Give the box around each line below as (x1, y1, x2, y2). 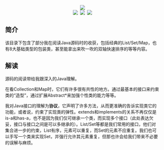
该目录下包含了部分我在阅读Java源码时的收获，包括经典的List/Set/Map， (5, 39, 153, 46)
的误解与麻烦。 (5, 140, 35, 146)
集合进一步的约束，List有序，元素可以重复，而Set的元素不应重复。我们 (5, 127, 148, 133)
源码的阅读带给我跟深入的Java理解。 (5, 76, 80, 82)
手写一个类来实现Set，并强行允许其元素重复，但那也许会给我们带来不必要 (9, 133, 158, 139)
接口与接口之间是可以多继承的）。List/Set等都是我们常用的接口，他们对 (13, 121, 156, 127)
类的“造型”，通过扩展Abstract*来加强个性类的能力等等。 (5, 92, 119, 98)
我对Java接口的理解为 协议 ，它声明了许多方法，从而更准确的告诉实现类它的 (5, 103, 157, 109)
